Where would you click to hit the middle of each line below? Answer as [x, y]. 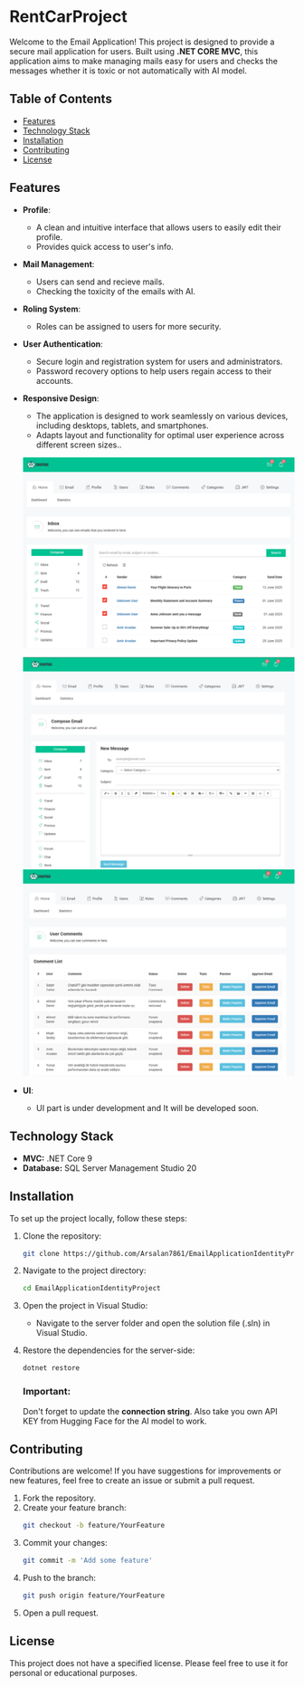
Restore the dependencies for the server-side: [109, 1350]
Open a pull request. [61, 1613]
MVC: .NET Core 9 [57, 1158]
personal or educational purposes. [73, 1673]
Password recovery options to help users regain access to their [154, 371]
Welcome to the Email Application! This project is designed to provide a [142, 42]
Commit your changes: [65, 1543]
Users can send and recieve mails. [100, 282]
